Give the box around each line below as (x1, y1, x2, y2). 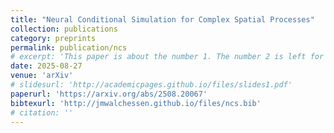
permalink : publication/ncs (10, 42, 128, 53)
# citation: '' (10, 107, 74, 118)
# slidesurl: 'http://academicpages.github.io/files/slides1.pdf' (10, 80, 293, 90)
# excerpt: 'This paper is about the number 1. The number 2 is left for (10, 52, 325, 62)
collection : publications (10, 24, 118, 34)
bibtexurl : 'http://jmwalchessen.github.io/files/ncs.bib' (10, 98, 262, 108)
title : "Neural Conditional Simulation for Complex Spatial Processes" (10, 14, 315, 25)
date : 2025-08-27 (10, 61, 83, 71)
